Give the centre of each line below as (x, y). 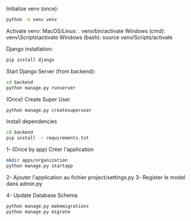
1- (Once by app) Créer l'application (50, 149)
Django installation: (30, 49)
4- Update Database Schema (42, 195)
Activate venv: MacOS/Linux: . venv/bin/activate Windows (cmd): (86, 31)
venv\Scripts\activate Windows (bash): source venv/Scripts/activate (90, 37)
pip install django (30, 60)
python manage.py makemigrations (48, 206)
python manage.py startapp (40, 166)
